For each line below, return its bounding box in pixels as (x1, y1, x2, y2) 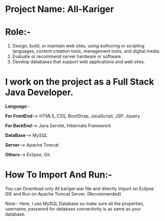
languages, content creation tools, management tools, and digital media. (12, 48, 161, 54)
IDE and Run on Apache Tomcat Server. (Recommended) (5, 191, 122, 197)
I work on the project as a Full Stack (5, 76, 155, 88)
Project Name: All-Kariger (5, 3, 114, 15)
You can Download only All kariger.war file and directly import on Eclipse (5, 186, 154, 192)
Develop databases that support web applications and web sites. (12, 59, 145, 65)
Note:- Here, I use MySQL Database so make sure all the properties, (5, 201, 145, 207)
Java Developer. (5, 87, 74, 98)
